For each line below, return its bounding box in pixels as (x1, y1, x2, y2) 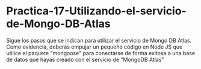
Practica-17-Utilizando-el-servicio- (6, 4, 187, 18)
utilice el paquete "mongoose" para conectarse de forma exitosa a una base (6, 49, 196, 56)
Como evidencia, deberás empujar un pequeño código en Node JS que (6, 43, 183, 50)
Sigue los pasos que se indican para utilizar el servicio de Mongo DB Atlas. (6, 37, 192, 44)
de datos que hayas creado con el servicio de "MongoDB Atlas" (6, 56, 164, 63)
